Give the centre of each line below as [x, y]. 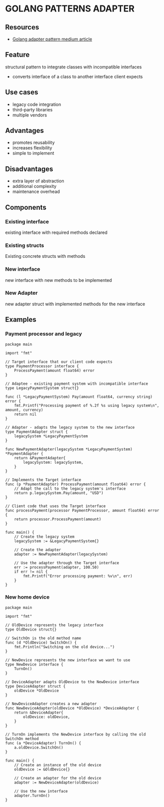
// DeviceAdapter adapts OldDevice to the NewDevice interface [72, 682]
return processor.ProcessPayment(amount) [58, 519]
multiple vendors [30, 115]
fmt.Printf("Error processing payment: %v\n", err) [78, 576]
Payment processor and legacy [44, 334]
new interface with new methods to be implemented [59, 280]
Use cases [22, 92]
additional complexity [34, 186]
